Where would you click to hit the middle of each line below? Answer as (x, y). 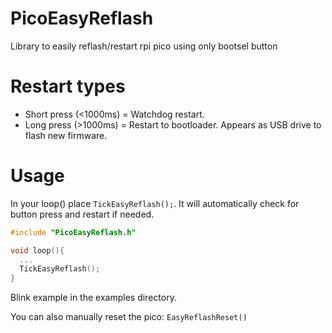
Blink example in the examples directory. (93, 298)
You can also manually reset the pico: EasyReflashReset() (129, 317)
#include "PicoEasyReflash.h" (73, 232)
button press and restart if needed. (82, 214)
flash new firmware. (66, 135)
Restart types (68, 86)
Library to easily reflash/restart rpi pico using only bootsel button (144, 46)
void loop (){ (37, 250)
